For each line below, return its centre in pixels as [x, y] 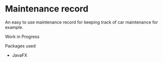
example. [14, 27]
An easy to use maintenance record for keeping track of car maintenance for [82, 22]
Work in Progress [22, 37]
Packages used [20, 46]
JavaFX [20, 55]
